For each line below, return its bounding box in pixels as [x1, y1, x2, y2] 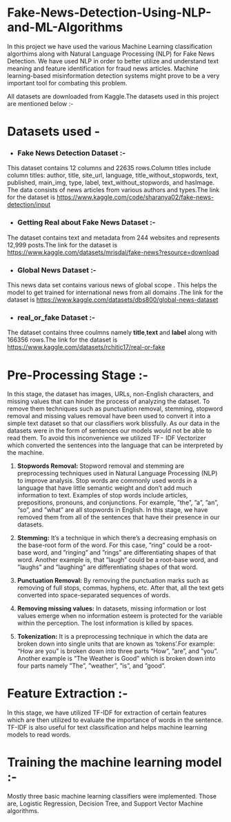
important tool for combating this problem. [7, 79, 128, 87]
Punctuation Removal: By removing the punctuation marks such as [17, 577, 209, 585]
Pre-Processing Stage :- [7, 367, 148, 383]
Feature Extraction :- [7, 686, 128, 701]
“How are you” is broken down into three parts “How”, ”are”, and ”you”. [17, 647, 219, 655]
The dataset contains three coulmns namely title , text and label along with [7, 329, 217, 337]
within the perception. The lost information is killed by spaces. [17, 619, 194, 628]
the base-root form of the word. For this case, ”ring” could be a [17, 541, 197, 549]
